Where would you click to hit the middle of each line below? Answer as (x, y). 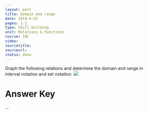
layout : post (18, 9)
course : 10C (17, 37)
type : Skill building (27, 28)
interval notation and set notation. (39, 74)
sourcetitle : (18, 46)
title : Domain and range (30, 14)
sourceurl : (16, 50)
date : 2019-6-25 (21, 18)
